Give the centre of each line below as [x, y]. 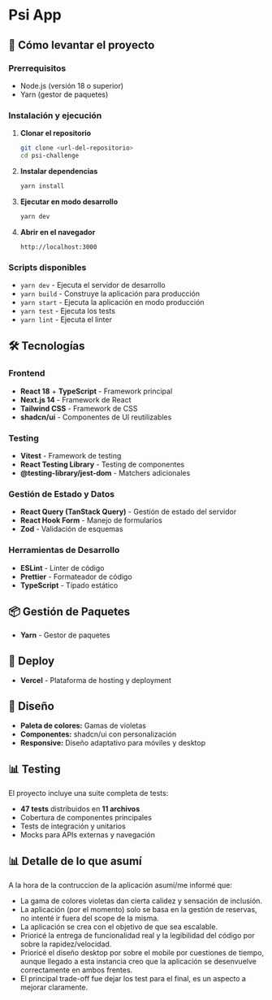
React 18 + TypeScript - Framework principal [96, 391]
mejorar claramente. [54, 987]
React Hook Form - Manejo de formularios [91, 520]
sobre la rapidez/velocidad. [66, 944]
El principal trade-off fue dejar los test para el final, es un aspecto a [133, 978]
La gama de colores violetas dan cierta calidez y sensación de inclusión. [141, 901]
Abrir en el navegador [58, 232]
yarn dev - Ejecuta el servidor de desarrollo [93, 285]
